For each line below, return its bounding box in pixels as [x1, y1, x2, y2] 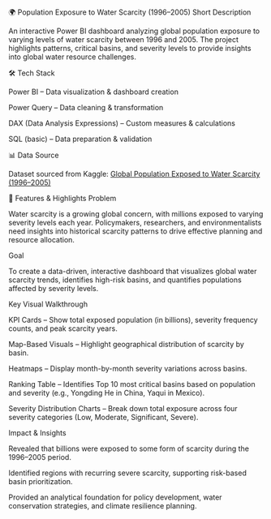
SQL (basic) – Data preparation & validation [8, 134, 153, 144]
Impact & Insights [8, 428, 67, 437]
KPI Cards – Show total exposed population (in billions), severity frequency [8, 315, 258, 324]
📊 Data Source [8, 150, 59, 160]
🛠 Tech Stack [8, 68, 55, 78]
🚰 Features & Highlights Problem [8, 194, 117, 203]
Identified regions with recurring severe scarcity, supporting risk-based [8, 468, 247, 478]
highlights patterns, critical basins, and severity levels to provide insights [8, 44, 252, 53]
